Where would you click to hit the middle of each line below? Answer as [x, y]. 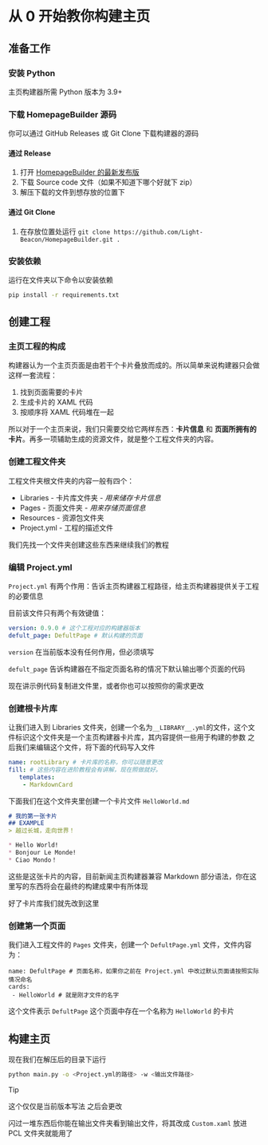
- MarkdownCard [48, 784]
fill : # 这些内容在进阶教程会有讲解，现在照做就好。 [85, 770]
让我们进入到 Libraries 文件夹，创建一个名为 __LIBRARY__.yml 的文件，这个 [128, 728]
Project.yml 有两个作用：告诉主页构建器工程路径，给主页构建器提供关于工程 [134, 586]
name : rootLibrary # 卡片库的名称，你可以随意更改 [86, 763]
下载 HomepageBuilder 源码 [63, 114]
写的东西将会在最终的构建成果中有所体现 [81, 886]
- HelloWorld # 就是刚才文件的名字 [65, 995]
